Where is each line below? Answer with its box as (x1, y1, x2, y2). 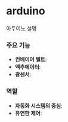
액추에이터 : (14, 63, 41, 71)
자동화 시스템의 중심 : (14, 102, 63, 109)
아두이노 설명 (6, 25, 37, 32)
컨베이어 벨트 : (14, 56, 47, 63)
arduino (6, 4, 46, 18)
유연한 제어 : (14, 109, 42, 117)
